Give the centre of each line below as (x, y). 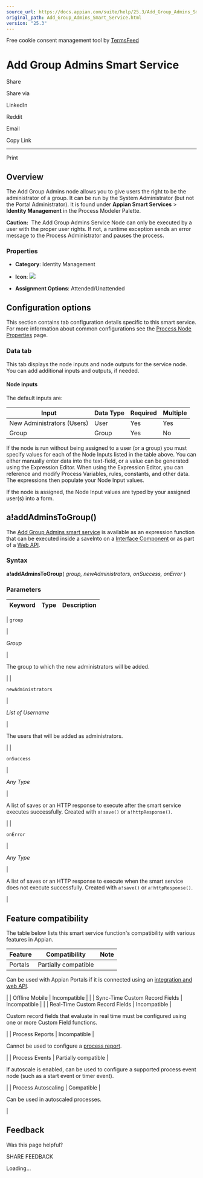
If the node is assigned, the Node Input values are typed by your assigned (98, 492)
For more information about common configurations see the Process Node (99, 329)
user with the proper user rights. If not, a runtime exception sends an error (99, 229)
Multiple (175, 413)
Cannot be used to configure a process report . (64, 1046)
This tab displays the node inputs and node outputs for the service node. (97, 364)
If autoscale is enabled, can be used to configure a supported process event (101, 1069)
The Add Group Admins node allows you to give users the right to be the (96, 192)
